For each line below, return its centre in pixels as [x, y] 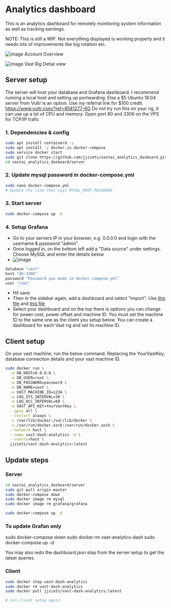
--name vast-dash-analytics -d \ [45, 435]
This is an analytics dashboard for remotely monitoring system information [83, 23]
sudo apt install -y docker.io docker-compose [55, 148]
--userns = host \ [27, 439]
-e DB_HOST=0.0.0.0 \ [33, 373]
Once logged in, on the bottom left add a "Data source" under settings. [87, 248]
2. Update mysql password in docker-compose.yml [70, 175]
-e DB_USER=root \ [30, 378]
